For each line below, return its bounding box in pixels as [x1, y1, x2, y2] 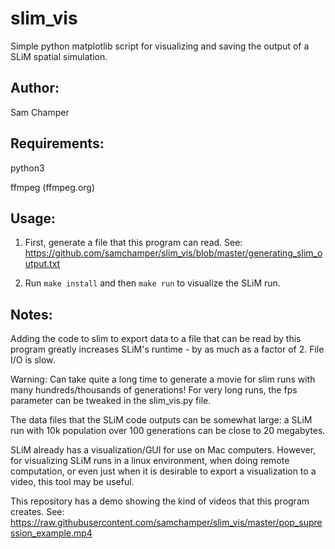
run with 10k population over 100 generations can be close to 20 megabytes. [10, 425, 326, 437]
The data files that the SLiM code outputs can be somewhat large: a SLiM [10, 414, 313, 426]
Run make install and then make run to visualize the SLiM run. [24, 277, 281, 289]
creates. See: [10, 506, 65, 518]
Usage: [10, 210, 57, 227]
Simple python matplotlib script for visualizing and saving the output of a [10, 40, 310, 52]
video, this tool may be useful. [10, 476, 135, 488]
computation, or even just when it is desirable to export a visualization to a [10, 465, 317, 477]
